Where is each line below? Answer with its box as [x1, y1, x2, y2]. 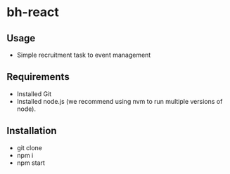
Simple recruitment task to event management [16, 51, 151, 59]
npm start [16, 159, 45, 167]
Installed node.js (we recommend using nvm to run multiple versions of [16, 97, 223, 105]
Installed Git [16, 89, 52, 98]
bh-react [6, 4, 59, 20]
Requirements [6, 71, 70, 83]
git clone [16, 143, 43, 152]
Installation [6, 125, 57, 137]
